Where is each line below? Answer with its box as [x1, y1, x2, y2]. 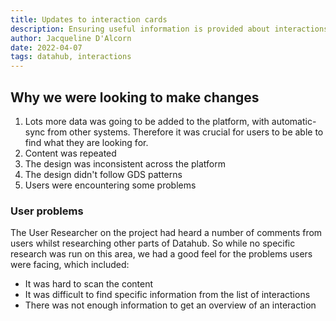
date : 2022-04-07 [10, 42, 83, 53]
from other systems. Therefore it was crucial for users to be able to [47, 126, 324, 138]
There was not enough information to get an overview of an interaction [24, 299, 317, 311]
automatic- [271, 115, 317, 127]
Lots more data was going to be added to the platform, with [24, 115, 270, 127]
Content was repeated [24, 147, 117, 159]
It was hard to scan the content [24, 278, 154, 290]
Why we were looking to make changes [10, 89, 260, 106]
